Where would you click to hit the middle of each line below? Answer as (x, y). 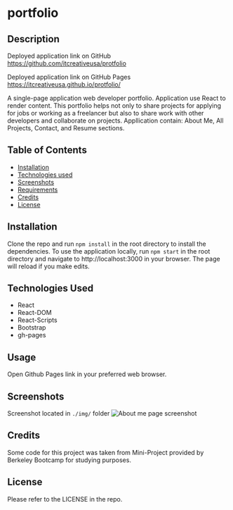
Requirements (38, 189)
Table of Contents (47, 150)
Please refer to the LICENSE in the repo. (65, 499)
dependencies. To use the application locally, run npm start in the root (109, 251)
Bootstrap (32, 328)
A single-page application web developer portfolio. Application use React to (116, 98)
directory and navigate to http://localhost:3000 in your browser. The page (114, 259)
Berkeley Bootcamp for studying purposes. (69, 460)
